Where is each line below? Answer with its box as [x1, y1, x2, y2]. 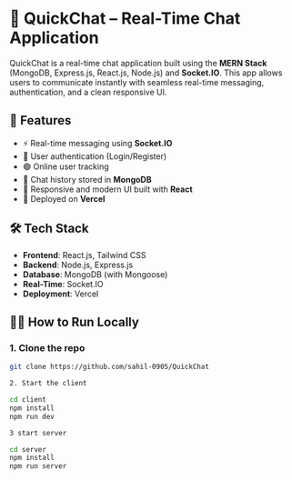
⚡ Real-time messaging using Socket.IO [22, 137, 173, 148]
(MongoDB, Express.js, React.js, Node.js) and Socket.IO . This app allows [9, 67, 283, 78]
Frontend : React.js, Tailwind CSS [22, 249, 147, 260]
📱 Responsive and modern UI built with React [22, 184, 193, 195]
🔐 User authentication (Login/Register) [22, 150, 167, 162]
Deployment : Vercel [22, 288, 99, 299]
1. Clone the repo [9, 341, 86, 354]
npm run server [9, 462, 67, 471]
